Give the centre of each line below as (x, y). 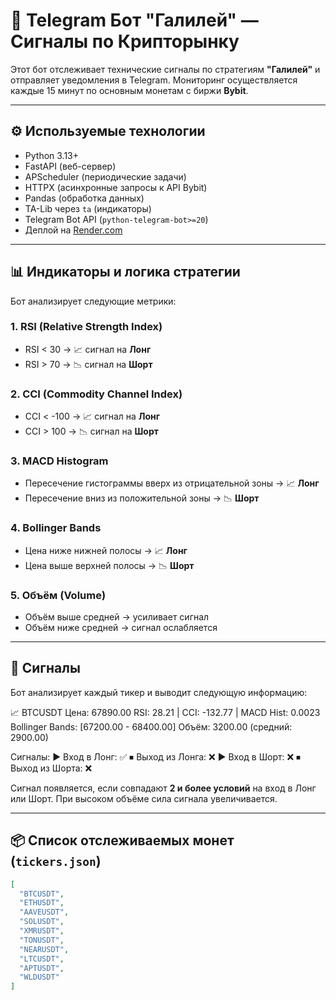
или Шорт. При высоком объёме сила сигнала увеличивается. (144, 798)
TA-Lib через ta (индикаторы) (88, 208)
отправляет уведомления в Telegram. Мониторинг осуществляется (154, 80)
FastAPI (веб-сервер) (70, 166)
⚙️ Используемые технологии (108, 131)
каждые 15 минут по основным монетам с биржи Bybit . (129, 90)
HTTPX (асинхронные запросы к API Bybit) (116, 187)
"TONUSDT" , (42, 940)
